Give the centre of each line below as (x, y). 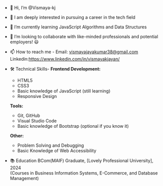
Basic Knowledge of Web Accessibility (57, 151)
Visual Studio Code (37, 121)
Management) (24, 178)
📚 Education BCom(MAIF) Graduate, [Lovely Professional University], (81, 161)
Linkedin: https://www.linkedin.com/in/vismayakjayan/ (65, 59)
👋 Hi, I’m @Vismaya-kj (33, 8)
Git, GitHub (29, 115)
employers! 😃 (24, 42)
